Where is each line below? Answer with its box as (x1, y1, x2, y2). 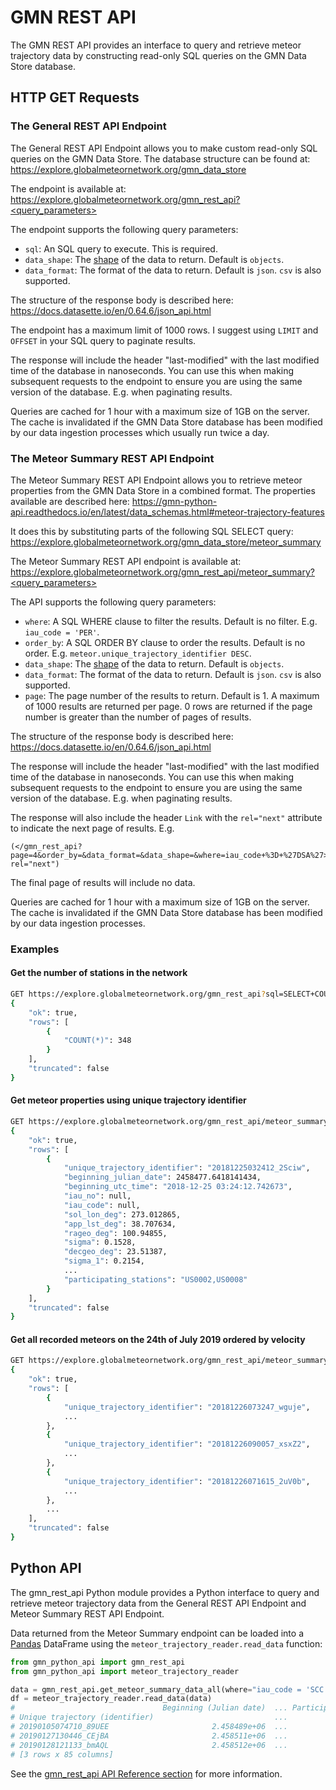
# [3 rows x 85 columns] (10, 1749, 114, 1760)
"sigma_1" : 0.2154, (63, 1256, 145, 1266)
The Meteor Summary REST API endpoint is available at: (10, 555, 242, 567)
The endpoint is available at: (10, 182, 127, 195)
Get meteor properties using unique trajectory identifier (10, 1094, 247, 1106)
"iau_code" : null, (63, 1200, 141, 1210)
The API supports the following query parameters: (10, 596, 217, 608)
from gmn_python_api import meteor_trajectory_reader (10, 1666, 240, 1676)
